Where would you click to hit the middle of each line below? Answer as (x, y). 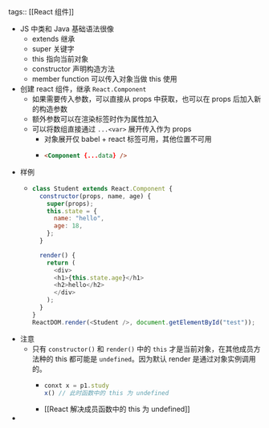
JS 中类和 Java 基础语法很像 (67, 29)
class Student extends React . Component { (102, 188)
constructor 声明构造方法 (73, 69)
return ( (61, 263)
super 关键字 (53, 49)
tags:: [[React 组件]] (41, 12)
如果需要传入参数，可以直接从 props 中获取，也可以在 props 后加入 (143, 99)
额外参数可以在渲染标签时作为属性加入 (95, 119)
